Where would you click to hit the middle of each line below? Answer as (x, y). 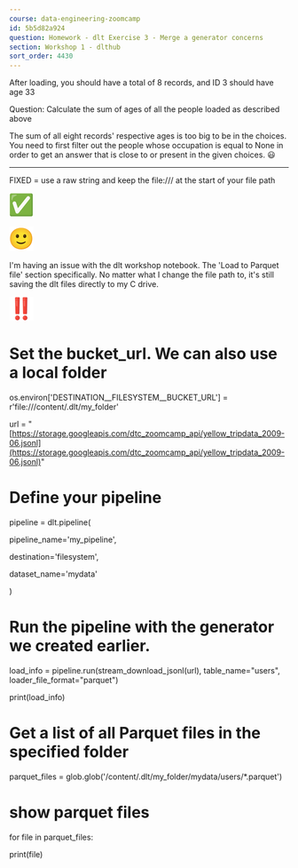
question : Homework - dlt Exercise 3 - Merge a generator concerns (137, 37)
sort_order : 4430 (41, 56)
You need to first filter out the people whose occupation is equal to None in (146, 146)
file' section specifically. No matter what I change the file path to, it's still (142, 275)
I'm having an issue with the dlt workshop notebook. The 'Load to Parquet (144, 266)
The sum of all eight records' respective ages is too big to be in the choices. (148, 136)
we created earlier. (80, 646)
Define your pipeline (86, 498)
